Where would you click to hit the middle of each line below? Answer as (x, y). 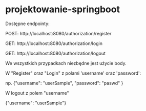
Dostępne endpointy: (27, 24)
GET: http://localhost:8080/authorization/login (54, 43)
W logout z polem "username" (37, 93)
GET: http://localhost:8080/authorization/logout (56, 53)
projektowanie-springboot (63, 9)
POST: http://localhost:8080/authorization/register (58, 33)
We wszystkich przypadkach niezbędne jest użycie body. (66, 63)
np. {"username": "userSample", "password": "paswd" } (64, 83)
